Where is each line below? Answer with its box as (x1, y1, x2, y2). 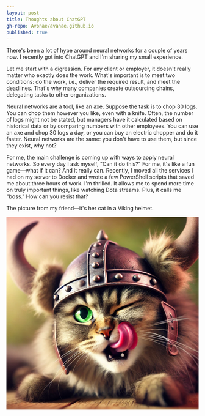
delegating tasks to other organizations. (6, 91, 107, 98)
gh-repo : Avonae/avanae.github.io (6, 23, 95, 29)
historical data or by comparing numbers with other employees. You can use (6, 122, 198, 130)
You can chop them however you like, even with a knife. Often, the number (6, 110, 194, 117)
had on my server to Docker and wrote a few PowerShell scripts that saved (6, 173, 195, 180)
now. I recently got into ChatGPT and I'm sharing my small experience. (6, 53, 183, 61)
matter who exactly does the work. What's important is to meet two (6, 72, 176, 79)
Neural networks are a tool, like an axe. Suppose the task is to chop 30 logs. (6, 103, 198, 110)
